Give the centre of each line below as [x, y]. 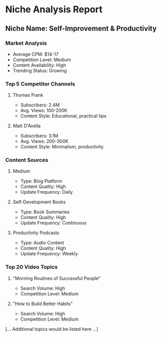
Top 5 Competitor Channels [40, 84]
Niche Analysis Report [54, 10]
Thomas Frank [28, 95]
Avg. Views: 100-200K [44, 110]
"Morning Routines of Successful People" [57, 278]
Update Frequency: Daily [47, 192]
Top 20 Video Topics [32, 267]
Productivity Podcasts [36, 233]
